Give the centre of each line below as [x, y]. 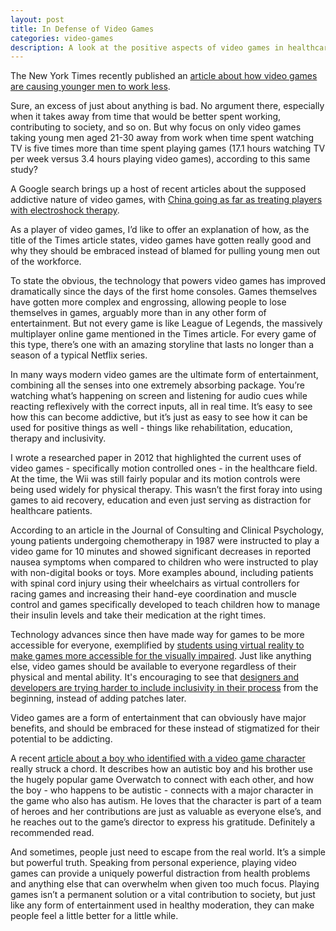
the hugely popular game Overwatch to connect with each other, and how [162, 780]
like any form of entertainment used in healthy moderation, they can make [162, 905]
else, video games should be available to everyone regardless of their [153, 667]
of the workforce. [46, 262]
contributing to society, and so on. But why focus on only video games [156, 127]
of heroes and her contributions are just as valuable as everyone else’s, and [166, 812]
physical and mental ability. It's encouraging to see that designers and [155, 677]
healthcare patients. [51, 511]
